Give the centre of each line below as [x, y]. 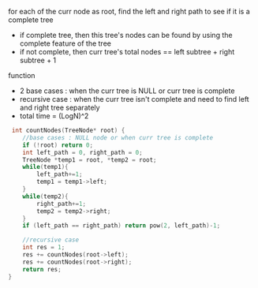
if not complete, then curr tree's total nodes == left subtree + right [127, 52]
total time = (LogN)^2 [54, 116]
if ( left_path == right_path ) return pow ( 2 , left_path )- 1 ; [122, 226]
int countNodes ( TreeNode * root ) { [68, 130]
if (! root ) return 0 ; [58, 145]
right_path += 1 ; [62, 204]
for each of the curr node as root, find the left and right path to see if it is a [129, 11]
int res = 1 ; [44, 248]
